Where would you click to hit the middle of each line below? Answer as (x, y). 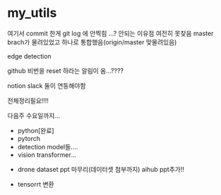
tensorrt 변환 (36, 184)
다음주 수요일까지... (34, 115)
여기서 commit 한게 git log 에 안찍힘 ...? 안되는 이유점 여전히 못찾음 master (110, 33)
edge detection (29, 56)
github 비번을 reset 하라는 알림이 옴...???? (66, 70)
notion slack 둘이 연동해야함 (47, 85)
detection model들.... (48, 146)
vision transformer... (47, 155)
